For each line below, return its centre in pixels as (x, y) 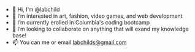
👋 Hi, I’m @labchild (36, 9)
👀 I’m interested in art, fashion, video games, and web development (97, 16)
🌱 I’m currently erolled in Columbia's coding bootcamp (81, 22)
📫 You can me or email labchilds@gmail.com (69, 42)
